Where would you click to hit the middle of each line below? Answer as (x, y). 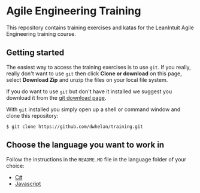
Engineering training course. (41, 33)
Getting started (35, 53)
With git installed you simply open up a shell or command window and (93, 109)
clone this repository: (32, 115)
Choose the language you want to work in (85, 145)
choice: (16, 166)
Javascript (28, 183)
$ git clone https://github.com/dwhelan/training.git (75, 127)
